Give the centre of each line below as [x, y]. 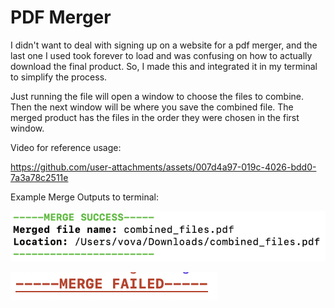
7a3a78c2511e [39, 177]
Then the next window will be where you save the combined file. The [152, 107]
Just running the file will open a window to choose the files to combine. [157, 96]
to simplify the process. [59, 77]
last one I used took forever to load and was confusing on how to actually [161, 55]
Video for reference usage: [66, 147]
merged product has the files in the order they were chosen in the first [155, 117]
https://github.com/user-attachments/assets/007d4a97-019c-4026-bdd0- [163, 167]
